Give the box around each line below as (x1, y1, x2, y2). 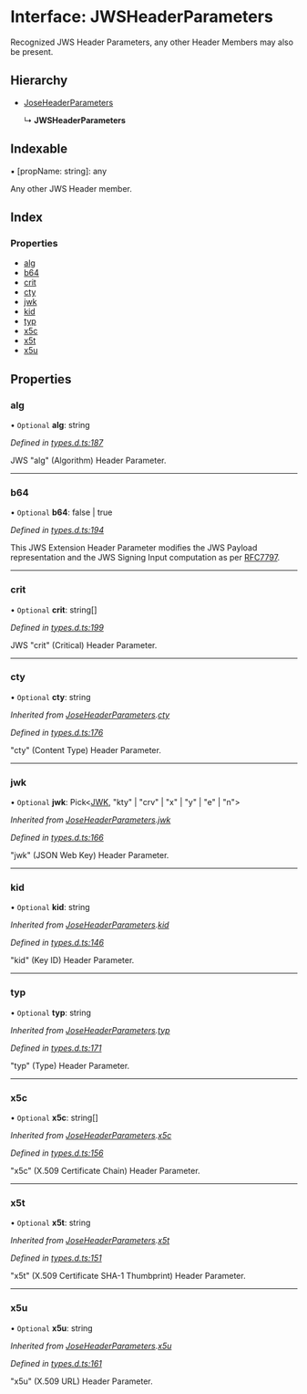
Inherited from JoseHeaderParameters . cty (10, 709, 170, 720)
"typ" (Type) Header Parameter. (10, 1060, 130, 1071)
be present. (10, 46, 54, 57)
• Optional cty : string (10, 691, 91, 702)
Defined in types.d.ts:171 (10, 1043, 102, 1053)
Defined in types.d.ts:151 (10, 1253, 103, 1263)
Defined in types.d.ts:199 (10, 622, 104, 633)
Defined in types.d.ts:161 (10, 1357, 103, 1368)
